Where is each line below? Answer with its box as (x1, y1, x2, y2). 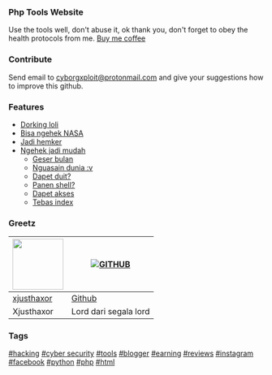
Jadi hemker (19, 136, 63, 146)
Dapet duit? (32, 171, 71, 181)
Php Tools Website (8, 6, 84, 18)
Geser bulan (32, 153, 74, 164)
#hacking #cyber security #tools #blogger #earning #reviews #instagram (8, 348, 254, 359)
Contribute (8, 54, 53, 65)
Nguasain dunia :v (32, 162, 93, 172)
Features (8, 101, 45, 112)
